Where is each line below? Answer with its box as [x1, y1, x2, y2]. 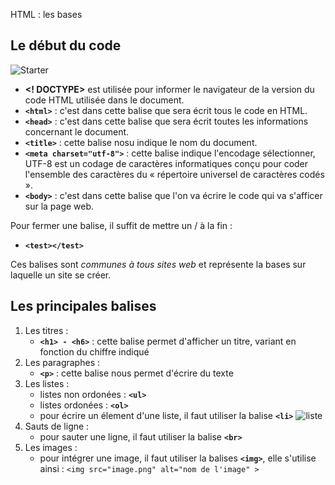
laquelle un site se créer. [10, 269, 112, 281]
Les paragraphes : [24, 356, 100, 368]
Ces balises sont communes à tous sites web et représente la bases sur [10, 258, 307, 270]
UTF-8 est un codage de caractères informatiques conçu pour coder [24, 157, 309, 169]
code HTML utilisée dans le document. [24, 94, 185, 106]
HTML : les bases [10, 9, 83, 20]
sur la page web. [24, 200, 95, 212]
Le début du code [10, 37, 122, 54]
